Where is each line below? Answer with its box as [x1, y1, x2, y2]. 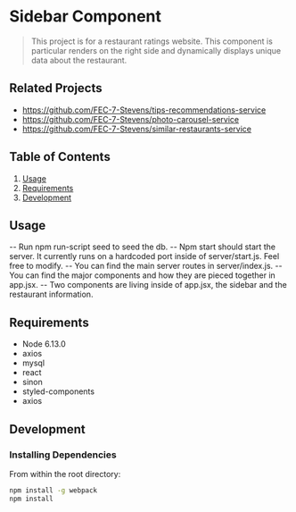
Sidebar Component [9, 6, 162, 27]
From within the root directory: [9, 468, 121, 479]
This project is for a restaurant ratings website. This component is [30, 36, 274, 46]
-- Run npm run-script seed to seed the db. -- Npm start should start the [9, 241, 276, 252]
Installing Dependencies [9, 449, 118, 461]
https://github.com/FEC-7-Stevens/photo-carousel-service [21, 113, 239, 124]
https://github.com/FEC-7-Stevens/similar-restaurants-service [21, 123, 252, 134]
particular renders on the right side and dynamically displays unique [30, 45, 282, 55]
